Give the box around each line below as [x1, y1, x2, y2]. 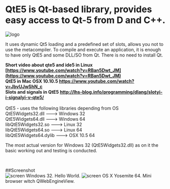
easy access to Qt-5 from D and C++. [5, 14, 165, 26]
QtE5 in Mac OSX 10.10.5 [5, 78, 59, 84]
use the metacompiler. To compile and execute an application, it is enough [5, 46, 161, 52]
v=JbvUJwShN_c [5, 83, 43, 90]
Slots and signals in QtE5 [5, 89, 60, 95]
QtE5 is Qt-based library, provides [5, 4, 152, 15]
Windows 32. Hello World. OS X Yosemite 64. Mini [25, 172, 152, 179]
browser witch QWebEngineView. [5, 178, 75, 184]
